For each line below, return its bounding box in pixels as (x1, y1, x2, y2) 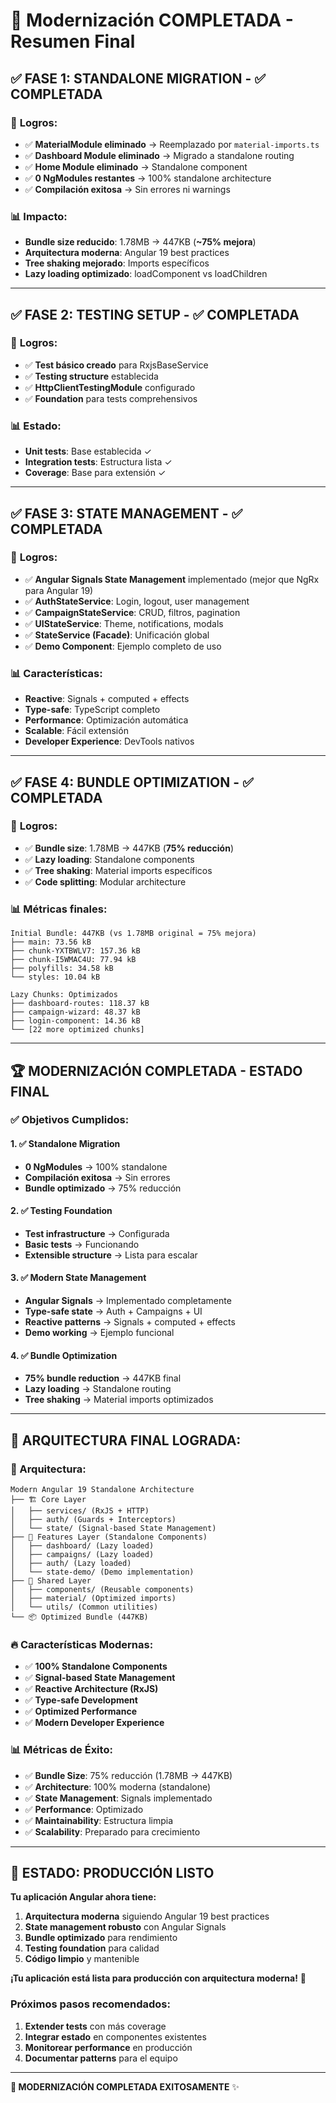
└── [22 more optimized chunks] (10, 1025, 145, 1035)
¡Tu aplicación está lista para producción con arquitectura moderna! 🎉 (10, 1972, 307, 1984)
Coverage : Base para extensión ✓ (24, 467, 167, 479)
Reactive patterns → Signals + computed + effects (24, 1316, 236, 1328)
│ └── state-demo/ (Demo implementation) (10, 1567, 195, 1577)
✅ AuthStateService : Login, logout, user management (24, 595, 250, 607)
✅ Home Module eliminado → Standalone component (24, 160, 248, 173)
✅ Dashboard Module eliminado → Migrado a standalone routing (24, 149, 295, 161)
